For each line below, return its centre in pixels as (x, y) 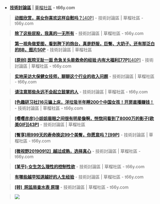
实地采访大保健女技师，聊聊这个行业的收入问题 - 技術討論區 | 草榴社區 (84, 76)
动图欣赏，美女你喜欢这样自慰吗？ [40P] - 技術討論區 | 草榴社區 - (79, 18)
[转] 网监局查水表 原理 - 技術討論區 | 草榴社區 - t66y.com (72, 187)
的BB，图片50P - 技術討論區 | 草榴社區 (53, 50)
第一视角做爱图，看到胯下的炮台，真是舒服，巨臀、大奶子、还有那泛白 (85, 44)
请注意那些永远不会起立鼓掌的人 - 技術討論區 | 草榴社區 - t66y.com (81, 92)
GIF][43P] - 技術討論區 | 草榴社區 (52, 125)
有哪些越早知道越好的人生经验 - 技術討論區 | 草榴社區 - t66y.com (79, 177)
